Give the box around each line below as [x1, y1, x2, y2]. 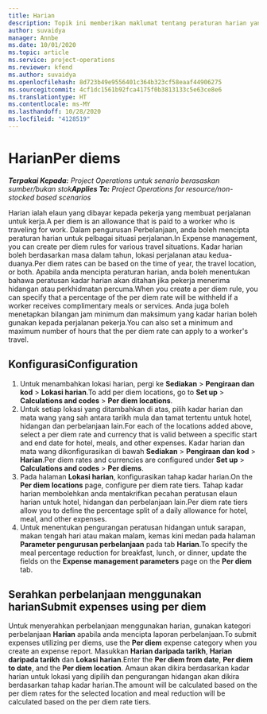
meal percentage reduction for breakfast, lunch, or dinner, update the [19, 548, 247, 557]
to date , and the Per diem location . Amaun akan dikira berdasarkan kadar [8, 663, 250, 673]
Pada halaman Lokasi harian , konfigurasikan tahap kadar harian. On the [19, 471, 253, 481]
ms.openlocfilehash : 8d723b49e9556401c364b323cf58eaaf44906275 [8, 78, 222, 86]
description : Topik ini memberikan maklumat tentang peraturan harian [8, 19, 247, 27]
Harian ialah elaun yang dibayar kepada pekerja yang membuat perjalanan [8, 208, 252, 217]
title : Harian [8, 11, 56, 20]
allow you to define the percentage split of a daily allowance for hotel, [19, 506, 249, 515]
